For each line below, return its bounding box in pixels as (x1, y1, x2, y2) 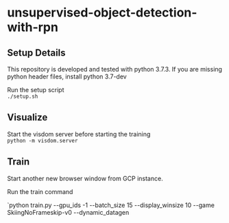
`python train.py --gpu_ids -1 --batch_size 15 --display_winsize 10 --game (7, 201, 215, 209)
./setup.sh (7, 93, 38, 100)
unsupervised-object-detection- (7, 5, 197, 21)
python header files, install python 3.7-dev (7, 72, 127, 81)
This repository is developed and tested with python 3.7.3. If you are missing (7, 65, 223, 73)
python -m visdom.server (7, 137, 78, 144)
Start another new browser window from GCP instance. (7, 174, 163, 182)
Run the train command (7, 187, 73, 195)
